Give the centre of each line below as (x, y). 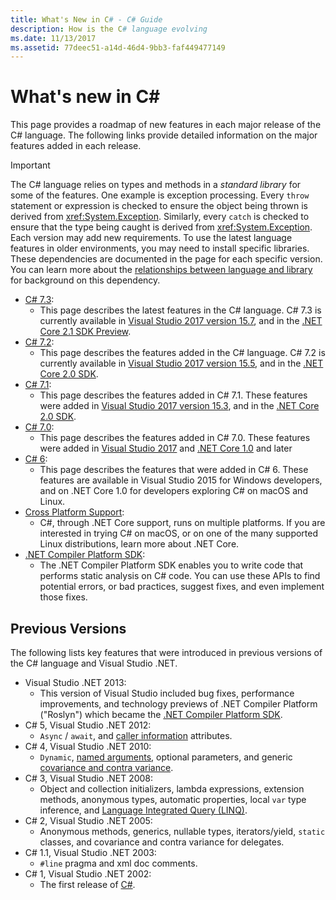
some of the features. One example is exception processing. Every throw (160, 195)
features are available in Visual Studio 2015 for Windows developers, (181, 480)
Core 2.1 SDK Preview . (85, 332)
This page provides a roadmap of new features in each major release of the (166, 125)
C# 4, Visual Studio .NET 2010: (88, 746)
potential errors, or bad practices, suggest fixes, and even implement (182, 587)
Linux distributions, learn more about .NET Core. (139, 544)
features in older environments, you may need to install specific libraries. (160, 248)
